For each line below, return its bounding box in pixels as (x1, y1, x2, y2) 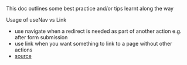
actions (14, 46, 33, 53)
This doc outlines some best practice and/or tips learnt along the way (6, 5, 174, 12)
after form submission (14, 34, 68, 40)
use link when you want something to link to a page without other (14, 40, 172, 47)
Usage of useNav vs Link (6, 16, 67, 23)
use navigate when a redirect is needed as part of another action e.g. (14, 28, 182, 35)
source (14, 53, 32, 59)
